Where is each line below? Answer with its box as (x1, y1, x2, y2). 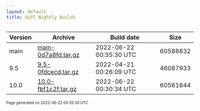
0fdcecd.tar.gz (37, 68, 79, 76)
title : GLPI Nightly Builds (6, 14, 76, 20)
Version (9, 33, 32, 42)
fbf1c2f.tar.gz (37, 84, 77, 93)
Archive (52, 33, 76, 42)
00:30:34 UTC (95, 84, 136, 93)
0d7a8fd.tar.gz (37, 50, 80, 59)
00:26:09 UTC (95, 68, 136, 76)
